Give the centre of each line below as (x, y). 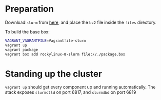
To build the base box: (27, 32)
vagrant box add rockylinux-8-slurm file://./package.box (65, 54)
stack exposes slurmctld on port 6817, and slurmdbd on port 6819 (71, 92)
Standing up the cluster (54, 74)
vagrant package (21, 50)
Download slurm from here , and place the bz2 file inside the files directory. (81, 22)
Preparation (30, 9)
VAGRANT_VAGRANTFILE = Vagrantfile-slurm (46, 41)
